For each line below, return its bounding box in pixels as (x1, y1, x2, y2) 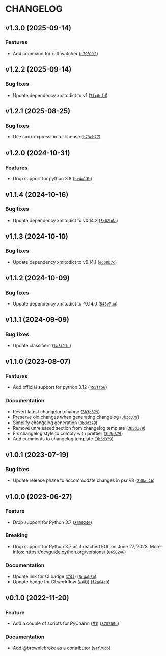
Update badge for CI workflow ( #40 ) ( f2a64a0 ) (12, 578, 110, 585)
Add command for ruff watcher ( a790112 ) (12, 50, 98, 56)
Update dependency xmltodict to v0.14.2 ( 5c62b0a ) (12, 217, 118, 223)
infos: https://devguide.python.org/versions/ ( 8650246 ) (12, 549, 126, 555)
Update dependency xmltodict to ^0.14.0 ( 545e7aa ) (12, 301, 118, 307)
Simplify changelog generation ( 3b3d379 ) (12, 419, 98, 426)
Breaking (5, 532, 28, 539)
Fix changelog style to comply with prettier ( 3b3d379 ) (12, 430, 123, 436)
